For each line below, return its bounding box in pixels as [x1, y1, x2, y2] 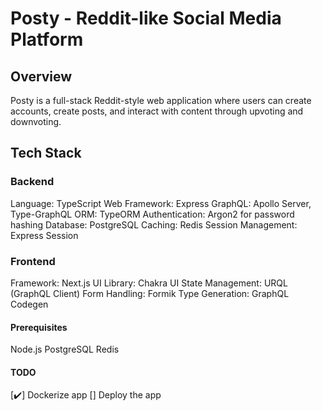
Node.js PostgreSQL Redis [10, 343, 120, 356]
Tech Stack [10, 145, 82, 162]
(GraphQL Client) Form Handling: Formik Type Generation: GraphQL [10, 287, 290, 299]
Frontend [10, 254, 56, 268]
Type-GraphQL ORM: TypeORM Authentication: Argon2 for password [10, 208, 295, 220]
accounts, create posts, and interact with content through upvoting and [10, 105, 304, 117]
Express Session [10, 229, 79, 241]
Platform [10, 28, 84, 51]
